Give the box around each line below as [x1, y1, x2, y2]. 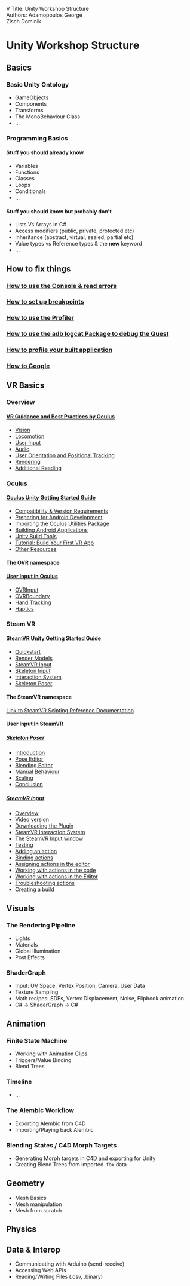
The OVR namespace [6, 559, 60, 567]
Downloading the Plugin [14, 822, 74, 829]
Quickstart [14, 648, 41, 655]
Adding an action [14, 848, 57, 855]
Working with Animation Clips [14, 1050, 88, 1057]
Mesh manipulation [14, 1201, 62, 1208]
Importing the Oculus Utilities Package [14, 520, 109, 527]
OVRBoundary [14, 592, 50, 599]
